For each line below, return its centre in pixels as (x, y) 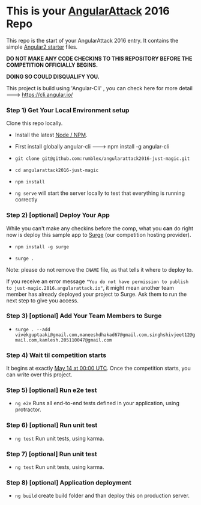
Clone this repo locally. (34, 123)
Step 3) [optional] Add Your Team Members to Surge (84, 316)
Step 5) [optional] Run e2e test (52, 390)
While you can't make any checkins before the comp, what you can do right (100, 228)
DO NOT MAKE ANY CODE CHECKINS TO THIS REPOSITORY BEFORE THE (99, 58)
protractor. (28, 409)
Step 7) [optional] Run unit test (52, 454)
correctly (26, 200)
